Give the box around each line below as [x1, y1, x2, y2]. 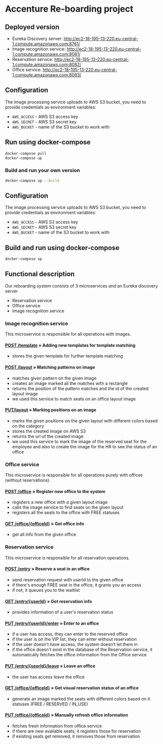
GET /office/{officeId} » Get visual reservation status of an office [5, 685, 139, 691]
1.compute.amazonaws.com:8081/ [12, 51, 81, 57]
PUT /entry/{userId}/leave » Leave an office [5, 663, 96, 668]
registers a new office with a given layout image [12, 499, 108, 505]
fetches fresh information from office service [12, 723, 102, 729]
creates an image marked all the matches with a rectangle [12, 380, 128, 386]
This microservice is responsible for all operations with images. [5, 331, 131, 337]
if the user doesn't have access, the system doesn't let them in [12, 642, 138, 648]
